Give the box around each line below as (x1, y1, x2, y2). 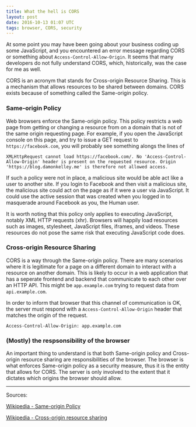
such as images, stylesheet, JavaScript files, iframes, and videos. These (6, 223, 180, 230)
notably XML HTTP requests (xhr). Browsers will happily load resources (6, 216, 178, 223)
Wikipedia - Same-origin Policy (6, 403, 80, 410)
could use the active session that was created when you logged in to (6, 192, 171, 199)
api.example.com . (6, 288, 47, 295)
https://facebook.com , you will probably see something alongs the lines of (6, 142, 185, 149)
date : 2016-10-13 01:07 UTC (6, 19, 75, 25)
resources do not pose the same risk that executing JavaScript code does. (6, 229, 185, 236)
